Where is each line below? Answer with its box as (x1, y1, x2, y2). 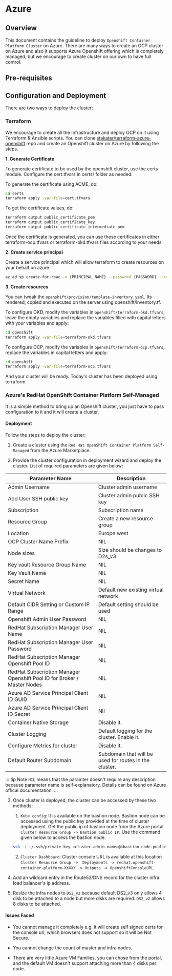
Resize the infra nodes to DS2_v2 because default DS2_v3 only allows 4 (12, 890, 162, 896)
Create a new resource (98, 515, 153, 522)
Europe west (98, 530, 129, 537)
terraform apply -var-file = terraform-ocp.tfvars (5, 364, 111, 369)
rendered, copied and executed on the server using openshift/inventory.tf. (5, 299, 161, 305)
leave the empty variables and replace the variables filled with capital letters (5, 314, 166, 321)
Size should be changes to (98, 546, 162, 553)
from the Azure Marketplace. (30, 447, 91, 453)
